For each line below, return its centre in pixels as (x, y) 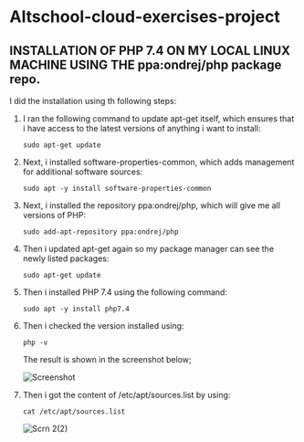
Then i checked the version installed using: (103, 326)
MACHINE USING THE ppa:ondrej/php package (146, 64)
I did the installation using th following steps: (93, 101)
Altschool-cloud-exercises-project (145, 17)
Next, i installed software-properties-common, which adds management (158, 162)
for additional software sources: (83, 172)
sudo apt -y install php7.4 (76, 309)
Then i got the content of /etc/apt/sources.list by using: (126, 395)
